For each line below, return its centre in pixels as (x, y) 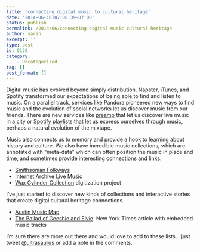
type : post (20, 45)
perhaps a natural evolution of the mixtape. (59, 128)
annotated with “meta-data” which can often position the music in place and (100, 152)
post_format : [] (26, 73)
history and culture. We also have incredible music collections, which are (96, 146)
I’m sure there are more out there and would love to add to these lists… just (98, 236)
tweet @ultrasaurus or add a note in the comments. (69, 243)
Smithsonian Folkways (42, 170)
